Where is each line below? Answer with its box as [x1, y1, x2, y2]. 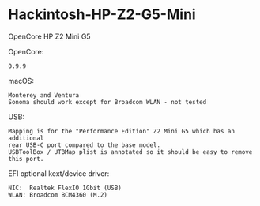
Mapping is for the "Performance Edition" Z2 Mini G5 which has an [8, 127, 236, 135]
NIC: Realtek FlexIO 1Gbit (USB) [8, 184, 122, 192]
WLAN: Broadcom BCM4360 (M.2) [8, 191, 108, 199]
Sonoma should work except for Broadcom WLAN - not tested [8, 98, 207, 106]
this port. [8, 155, 44, 163]
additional [8, 134, 44, 142]
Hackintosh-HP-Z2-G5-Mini [8, 6, 196, 24]
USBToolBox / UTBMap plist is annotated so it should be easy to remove [8, 148, 253, 155]
